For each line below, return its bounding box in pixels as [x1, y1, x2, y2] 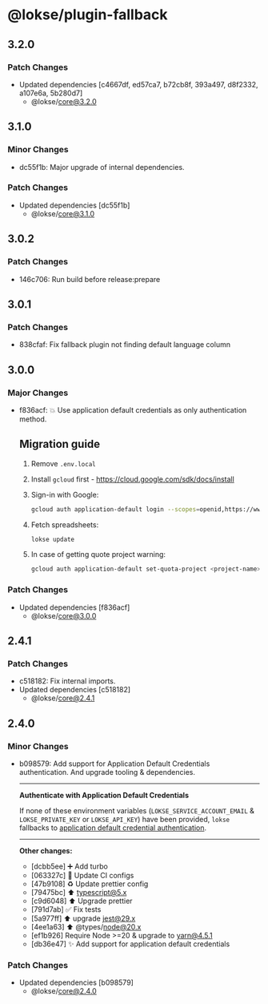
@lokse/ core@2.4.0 [30, 986, 97, 996]
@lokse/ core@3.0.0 [30, 611, 97, 620]
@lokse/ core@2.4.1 [30, 693, 95, 703]
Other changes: [18, 846, 73, 856]
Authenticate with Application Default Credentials [18, 791, 190, 800]
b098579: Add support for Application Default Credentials [18, 759, 210, 768]
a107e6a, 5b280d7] [18, 88, 83, 98]
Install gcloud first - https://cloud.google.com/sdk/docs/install [30, 474, 235, 484]
